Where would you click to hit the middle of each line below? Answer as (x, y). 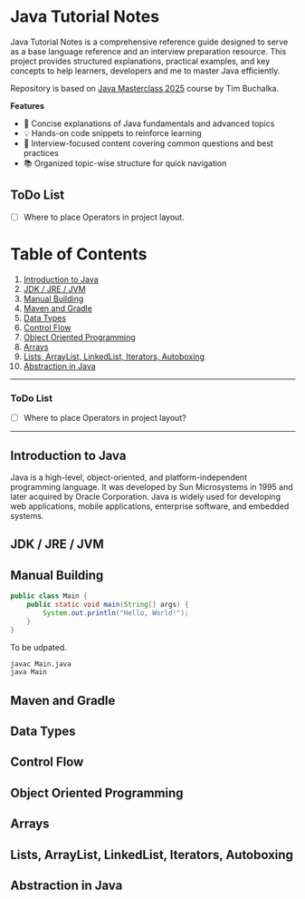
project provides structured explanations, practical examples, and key (140, 61)
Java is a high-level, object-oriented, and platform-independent (129, 477)
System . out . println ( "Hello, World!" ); (116, 613)
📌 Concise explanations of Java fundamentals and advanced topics (149, 123)
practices (41, 152)
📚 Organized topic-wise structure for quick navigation (125, 163)
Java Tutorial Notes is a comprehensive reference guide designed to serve (149, 42)
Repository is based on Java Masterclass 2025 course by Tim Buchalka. (145, 88)
